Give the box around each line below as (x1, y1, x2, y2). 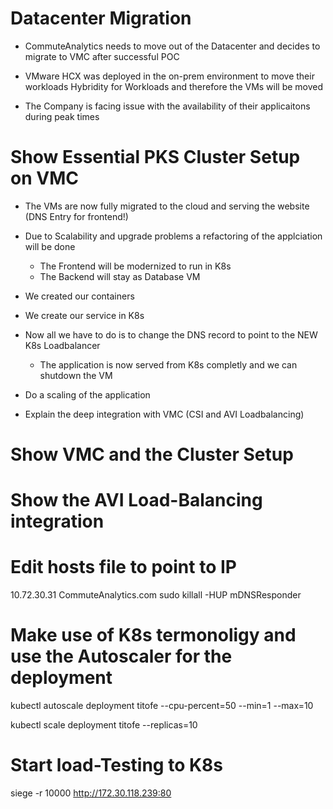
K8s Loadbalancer (24, 339, 101, 351)
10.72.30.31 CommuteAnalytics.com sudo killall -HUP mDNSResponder (10, 589, 302, 601)
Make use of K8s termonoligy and (10, 624, 297, 647)
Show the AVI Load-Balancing (10, 489, 263, 512)
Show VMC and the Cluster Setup (10, 443, 294, 466)
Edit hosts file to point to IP (10, 556, 237, 579)
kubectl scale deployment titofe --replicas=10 (10, 719, 198, 731)
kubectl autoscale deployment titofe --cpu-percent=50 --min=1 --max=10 (10, 700, 314, 712)
